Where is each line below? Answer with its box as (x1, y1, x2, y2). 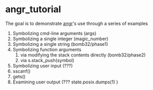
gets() (12, 73, 26, 79)
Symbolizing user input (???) (12, 63, 73, 69)
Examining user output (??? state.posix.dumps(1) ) (12, 79, 118, 85)
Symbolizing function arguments (12, 46, 82, 52)
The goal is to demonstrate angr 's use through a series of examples (5, 20, 148, 26)
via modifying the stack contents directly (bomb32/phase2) (20, 52, 146, 58)
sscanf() (12, 68, 31, 74)
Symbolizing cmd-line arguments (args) (12, 30, 97, 36)
